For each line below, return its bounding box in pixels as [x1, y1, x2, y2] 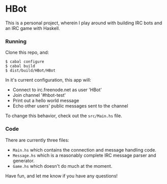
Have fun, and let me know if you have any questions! [5, 173, 118, 179]
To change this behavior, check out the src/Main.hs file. [5, 113, 122, 119]
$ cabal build [5, 64, 36, 69]
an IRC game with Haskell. [5, 25, 60, 31]
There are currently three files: [5, 137, 70, 143]
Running [5, 38, 27, 45]
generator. [12, 158, 35, 164]
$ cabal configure [5, 59, 44, 64]
